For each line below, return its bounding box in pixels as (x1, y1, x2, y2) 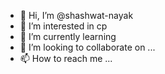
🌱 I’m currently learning (19, 31, 117, 42)
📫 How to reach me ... (19, 53, 113, 64)
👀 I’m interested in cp (19, 20, 108, 32)
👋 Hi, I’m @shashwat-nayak (19, 10, 134, 21)
